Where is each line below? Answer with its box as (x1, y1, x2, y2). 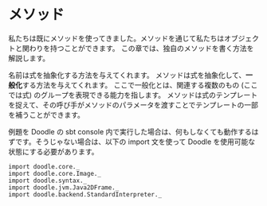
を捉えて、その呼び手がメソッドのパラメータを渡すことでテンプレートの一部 (8, 99, 259, 110)
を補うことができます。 (8, 110, 85, 119)
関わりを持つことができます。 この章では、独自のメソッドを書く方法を (22, 43, 254, 52)
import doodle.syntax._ (8, 177, 88, 185)
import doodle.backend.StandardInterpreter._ (8, 190, 162, 198)
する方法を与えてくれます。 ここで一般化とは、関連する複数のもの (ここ (22, 80, 258, 90)
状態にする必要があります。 (8, 146, 99, 156)
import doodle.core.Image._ (8, 169, 102, 177)
